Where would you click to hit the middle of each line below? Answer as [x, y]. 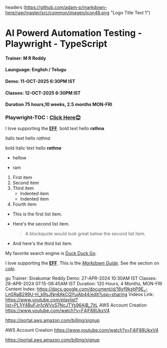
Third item [23, 188]
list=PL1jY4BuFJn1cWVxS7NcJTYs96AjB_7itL [52, 305]
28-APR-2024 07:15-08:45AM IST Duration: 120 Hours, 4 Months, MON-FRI [84, 284]
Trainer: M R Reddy [26, 58]
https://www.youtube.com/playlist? [42, 300]
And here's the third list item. [42, 244]
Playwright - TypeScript [56, 44]
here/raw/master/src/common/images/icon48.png [57, 13]
